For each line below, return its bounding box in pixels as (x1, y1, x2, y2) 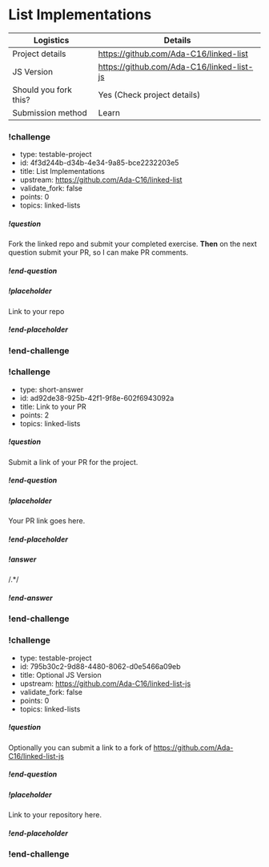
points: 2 (19, 410, 50, 420)
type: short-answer (19, 385, 84, 394)
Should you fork (12, 84, 72, 95)
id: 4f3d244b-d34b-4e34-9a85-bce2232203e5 (19, 158, 179, 167)
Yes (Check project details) (98, 89, 201, 100)
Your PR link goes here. (8, 516, 86, 526)
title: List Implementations (19, 167, 106, 176)
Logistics (33, 34, 70, 46)
